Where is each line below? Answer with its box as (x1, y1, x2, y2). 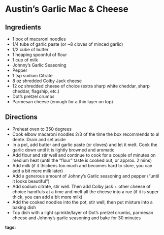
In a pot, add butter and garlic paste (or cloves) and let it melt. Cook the (12, 142, 158, 147)
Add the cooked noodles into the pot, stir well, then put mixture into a (12, 199, 153, 205)
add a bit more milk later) (12, 168, 63, 174)
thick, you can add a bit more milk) (12, 194, 83, 200)
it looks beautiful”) (12, 178, 50, 184)
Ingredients (5, 23, 41, 31)
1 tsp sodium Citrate (12, 73, 53, 78)
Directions (5, 113, 38, 121)
